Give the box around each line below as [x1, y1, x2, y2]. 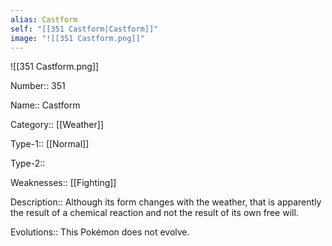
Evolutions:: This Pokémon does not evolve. [10, 226, 190, 238]
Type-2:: [10, 157, 46, 170]
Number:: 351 [10, 80, 66, 92]
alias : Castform [10, 14, 78, 25]
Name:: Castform [10, 99, 81, 111]
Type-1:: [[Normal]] [10, 138, 90, 150]
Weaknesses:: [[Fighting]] [10, 177, 117, 189]
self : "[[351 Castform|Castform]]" [10, 24, 159, 34]
